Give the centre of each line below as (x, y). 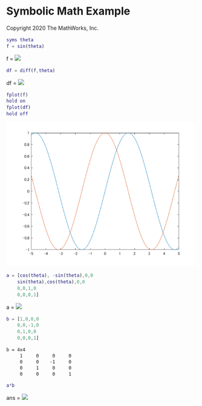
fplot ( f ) (17, 95)
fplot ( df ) (19, 107)
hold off (17, 114)
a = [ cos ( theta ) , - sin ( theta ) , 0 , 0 (50, 276)
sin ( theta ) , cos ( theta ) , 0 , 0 (51, 282)
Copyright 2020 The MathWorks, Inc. (52, 28)
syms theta (20, 40)
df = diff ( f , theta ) (31, 70)
